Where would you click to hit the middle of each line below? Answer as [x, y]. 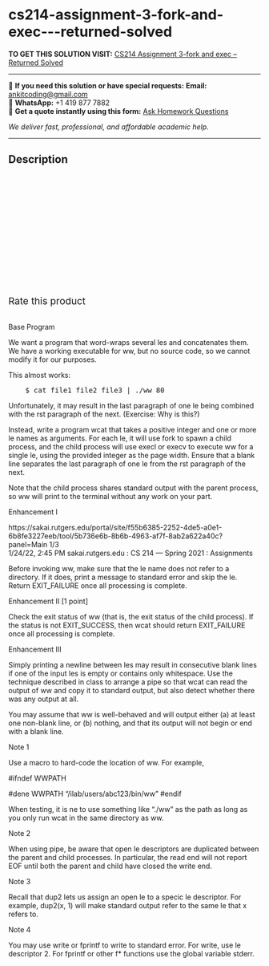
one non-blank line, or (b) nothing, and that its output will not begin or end [130, 723]
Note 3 [20, 881]
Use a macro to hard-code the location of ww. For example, [106, 762]
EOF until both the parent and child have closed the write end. [110, 866]
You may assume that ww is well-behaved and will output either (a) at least [132, 714]
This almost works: [40, 375]
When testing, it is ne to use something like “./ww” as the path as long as [128, 809]
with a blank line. [36, 731]
